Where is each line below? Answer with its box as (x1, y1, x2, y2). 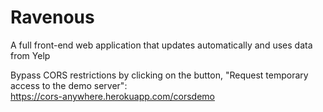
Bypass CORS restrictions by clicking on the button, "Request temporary (10, 69, 309, 81)
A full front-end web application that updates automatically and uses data (10, 39, 313, 51)
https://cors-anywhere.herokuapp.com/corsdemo (10, 90, 215, 102)
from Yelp (10, 49, 51, 61)
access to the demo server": (10, 79, 128, 91)
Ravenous (10, 6, 95, 29)
